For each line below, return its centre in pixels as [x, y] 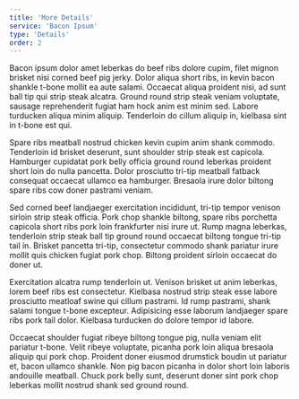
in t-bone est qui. [41, 126]
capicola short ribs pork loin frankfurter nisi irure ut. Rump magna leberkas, [148, 227]
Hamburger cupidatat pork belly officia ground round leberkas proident [140, 161]
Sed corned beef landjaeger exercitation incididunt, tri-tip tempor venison [145, 208]
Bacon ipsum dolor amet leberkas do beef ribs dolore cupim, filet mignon [144, 68]
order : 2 [26, 43]
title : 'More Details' [51, 17]
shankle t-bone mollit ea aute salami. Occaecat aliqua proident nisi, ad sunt [148, 87]
